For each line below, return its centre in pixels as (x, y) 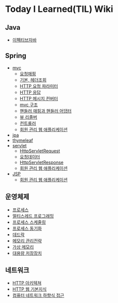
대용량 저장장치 (27, 253)
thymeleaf (23, 140)
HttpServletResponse (41, 162)
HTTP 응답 (30, 92)
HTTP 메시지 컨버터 (39, 98)
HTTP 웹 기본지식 (29, 289)
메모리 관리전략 (27, 241)
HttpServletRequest (40, 151)
